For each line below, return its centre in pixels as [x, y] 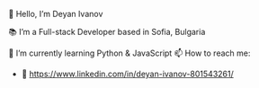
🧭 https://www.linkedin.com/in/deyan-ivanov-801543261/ [128, 74]
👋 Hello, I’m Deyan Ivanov [56, 14]
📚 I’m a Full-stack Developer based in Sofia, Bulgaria [107, 32]
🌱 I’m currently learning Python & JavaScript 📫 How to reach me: [129, 53]
